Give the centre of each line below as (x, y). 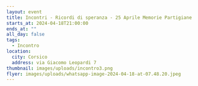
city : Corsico (30, 57)
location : (19, 51)
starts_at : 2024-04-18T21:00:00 (47, 23)
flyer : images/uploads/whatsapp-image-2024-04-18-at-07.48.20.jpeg (94, 74)
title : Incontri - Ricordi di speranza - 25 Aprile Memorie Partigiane (99, 18)
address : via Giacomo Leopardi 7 (54, 62)
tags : (13, 40)
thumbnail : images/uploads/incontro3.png (60, 68)
